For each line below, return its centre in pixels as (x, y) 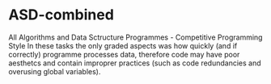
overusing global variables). (55, 71)
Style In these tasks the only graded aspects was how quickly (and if (123, 45)
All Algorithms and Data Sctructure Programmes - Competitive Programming (135, 37)
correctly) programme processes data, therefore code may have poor (124, 54)
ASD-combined (61, 15)
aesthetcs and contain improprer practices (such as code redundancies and (135, 63)
